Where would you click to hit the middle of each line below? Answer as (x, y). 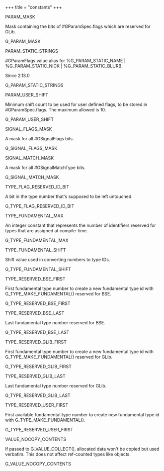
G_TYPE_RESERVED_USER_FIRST (39, 429)
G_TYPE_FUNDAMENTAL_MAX (37, 240)
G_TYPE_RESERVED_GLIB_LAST (38, 395)
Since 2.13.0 (17, 76)
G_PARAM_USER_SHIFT (29, 119)
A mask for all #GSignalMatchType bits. (45, 168)
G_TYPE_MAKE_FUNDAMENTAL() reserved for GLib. (59, 357)
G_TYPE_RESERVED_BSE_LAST (37, 332)
